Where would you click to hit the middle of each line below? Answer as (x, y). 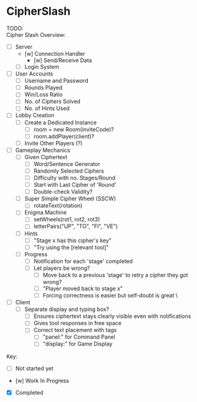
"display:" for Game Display (78, 344)
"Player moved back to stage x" (83, 288)
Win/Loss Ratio (44, 95)
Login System (42, 67)
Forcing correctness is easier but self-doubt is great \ (110, 295)
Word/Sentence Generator (67, 164)
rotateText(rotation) (58, 206)
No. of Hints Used (47, 108)
